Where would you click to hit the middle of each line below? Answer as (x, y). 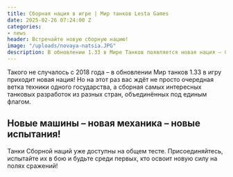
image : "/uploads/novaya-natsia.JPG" (62, 46)
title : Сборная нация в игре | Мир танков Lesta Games (88, 14)
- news (17, 33)
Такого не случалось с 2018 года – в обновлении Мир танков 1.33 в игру (114, 72)
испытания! (34, 134)
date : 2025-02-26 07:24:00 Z (49, 20)
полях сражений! (33, 166)
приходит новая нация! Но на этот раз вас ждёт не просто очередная (110, 79)
